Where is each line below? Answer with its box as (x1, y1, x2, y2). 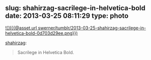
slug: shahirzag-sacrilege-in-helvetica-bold (5, 4, 146, 12)
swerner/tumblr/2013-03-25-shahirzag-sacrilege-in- (38, 25, 146, 31)
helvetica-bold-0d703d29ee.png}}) (5, 30, 78, 36)
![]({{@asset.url (5, 25, 37, 31)
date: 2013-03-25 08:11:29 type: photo (5, 12, 129, 20)
